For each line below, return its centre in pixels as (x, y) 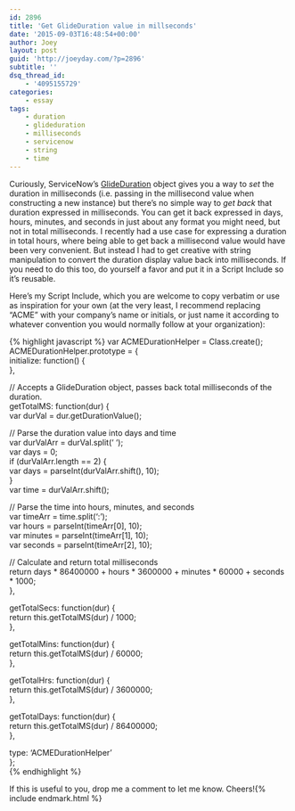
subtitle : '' (33, 68)
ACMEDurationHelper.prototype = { (74, 351)
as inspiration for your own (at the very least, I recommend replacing (135, 305)
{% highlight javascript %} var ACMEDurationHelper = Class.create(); (136, 341)
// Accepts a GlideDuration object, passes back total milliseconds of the (141, 387)
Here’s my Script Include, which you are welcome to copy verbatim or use (145, 296)
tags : (19, 109)
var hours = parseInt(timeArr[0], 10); (76, 526)
